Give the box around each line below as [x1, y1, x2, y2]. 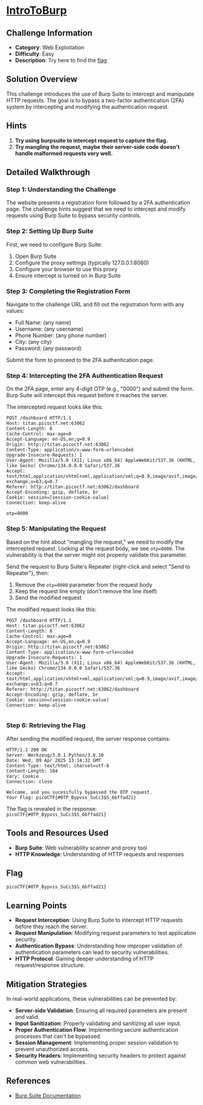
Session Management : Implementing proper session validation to [14, 1039, 179, 1046]
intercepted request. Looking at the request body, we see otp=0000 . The [6, 544, 185, 552]
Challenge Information [6, 28, 92, 38]
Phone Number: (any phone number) [14, 331, 107, 339]
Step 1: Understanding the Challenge [6, 185, 117, 194]
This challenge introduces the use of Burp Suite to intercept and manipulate [6, 90, 195, 97]
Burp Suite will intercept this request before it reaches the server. [6, 392, 169, 399]
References [6, 1076, 51, 1086]
